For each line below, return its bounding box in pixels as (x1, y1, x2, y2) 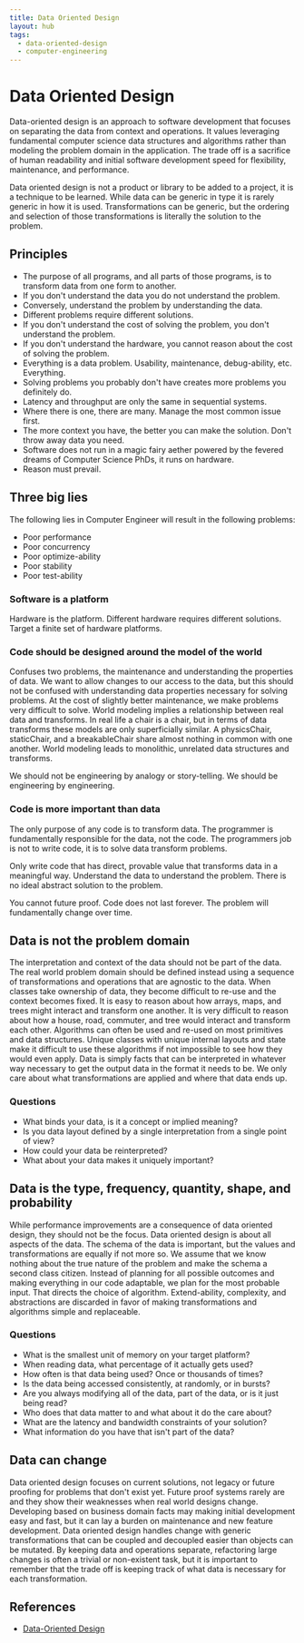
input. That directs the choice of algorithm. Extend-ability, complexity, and (9, 1286, 287, 1297)
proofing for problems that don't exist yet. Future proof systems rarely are (9, 1486, 286, 1497)
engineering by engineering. (9, 780, 115, 791)
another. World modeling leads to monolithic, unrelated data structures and (9, 743, 289, 754)
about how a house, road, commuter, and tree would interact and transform (9, 1015, 291, 1026)
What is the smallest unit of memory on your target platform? (22, 1349, 250, 1360)
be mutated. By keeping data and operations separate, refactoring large (9, 1544, 278, 1555)
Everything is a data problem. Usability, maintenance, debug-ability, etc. (22, 357, 292, 368)
